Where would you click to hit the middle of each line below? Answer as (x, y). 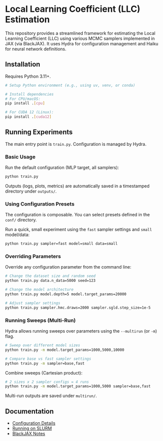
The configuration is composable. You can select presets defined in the (78, 215)
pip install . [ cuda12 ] (28, 117)
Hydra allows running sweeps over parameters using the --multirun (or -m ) (81, 331)
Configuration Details (34, 423)
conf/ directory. (21, 220)
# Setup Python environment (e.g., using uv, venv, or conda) (70, 85)
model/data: (17, 235)
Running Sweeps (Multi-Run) (40, 320)
